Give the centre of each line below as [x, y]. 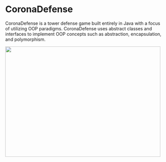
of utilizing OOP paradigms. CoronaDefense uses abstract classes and [79, 28]
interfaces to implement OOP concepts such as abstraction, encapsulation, [84, 34]
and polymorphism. [26, 39]
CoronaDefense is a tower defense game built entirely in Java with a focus [83, 23]
